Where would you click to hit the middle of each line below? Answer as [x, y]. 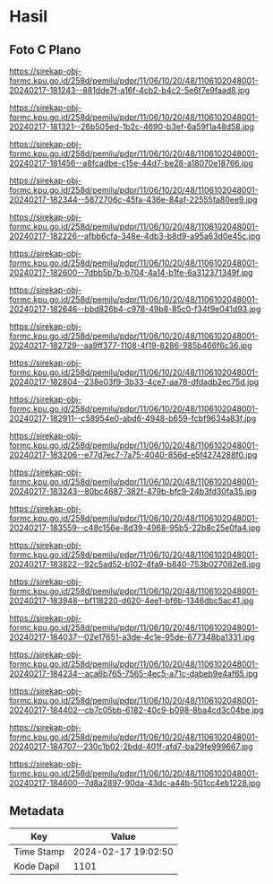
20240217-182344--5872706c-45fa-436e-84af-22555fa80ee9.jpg [133, 200]
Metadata [37, 811]
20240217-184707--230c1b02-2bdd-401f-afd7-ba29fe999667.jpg [131, 746]
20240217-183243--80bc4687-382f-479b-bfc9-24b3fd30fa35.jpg [133, 491]
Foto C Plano [45, 50]
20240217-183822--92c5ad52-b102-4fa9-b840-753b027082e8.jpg [135, 564]
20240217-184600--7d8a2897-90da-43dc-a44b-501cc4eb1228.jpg [135, 783]
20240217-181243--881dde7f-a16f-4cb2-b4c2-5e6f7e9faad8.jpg [130, 90]
